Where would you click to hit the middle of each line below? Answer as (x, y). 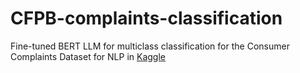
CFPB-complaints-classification (146, 18)
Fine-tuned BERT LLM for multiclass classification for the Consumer (150, 46)
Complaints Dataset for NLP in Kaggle (88, 56)
